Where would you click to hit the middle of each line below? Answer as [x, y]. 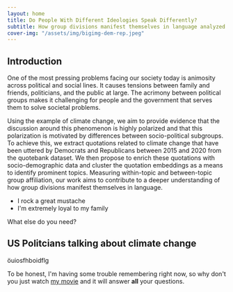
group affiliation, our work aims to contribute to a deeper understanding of [114, 180]
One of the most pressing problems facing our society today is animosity [111, 78]
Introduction [35, 61]
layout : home [26, 14]
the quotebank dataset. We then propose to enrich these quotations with [111, 158]
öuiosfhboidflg [28, 260]
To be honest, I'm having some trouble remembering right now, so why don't [116, 274]
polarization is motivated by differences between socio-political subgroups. [115, 136]
